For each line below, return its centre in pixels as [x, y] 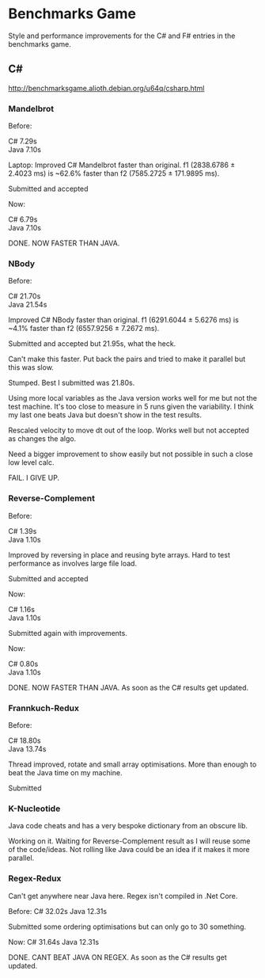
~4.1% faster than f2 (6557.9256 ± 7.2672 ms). [84, 329]
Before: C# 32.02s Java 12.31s [58, 911]
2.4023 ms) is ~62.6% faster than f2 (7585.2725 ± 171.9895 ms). [114, 173]
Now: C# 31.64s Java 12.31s [54, 942]
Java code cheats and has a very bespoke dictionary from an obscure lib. [128, 826]
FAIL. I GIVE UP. [34, 478]
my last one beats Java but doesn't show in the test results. [105, 415]
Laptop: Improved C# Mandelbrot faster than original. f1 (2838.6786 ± [122, 165]
